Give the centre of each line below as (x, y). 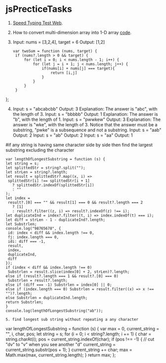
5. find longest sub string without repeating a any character (72, 319)
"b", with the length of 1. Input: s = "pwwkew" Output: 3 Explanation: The (87, 119)
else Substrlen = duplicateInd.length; (47, 298)
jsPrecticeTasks (39, 9)
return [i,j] (64, 73)
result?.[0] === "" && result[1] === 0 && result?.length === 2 (75, 202)
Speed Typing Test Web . (38, 23)
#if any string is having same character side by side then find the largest (79, 145)
